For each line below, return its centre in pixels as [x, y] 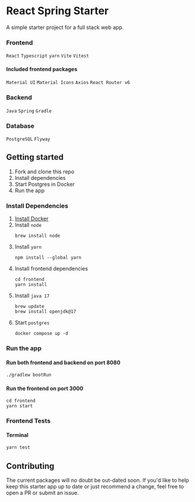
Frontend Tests [28, 421]
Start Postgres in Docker [45, 184]
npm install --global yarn [48, 258]
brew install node [37, 236]
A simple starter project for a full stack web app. [65, 27]
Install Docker [31, 219]
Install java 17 [32, 296]
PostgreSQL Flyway [28, 139]
